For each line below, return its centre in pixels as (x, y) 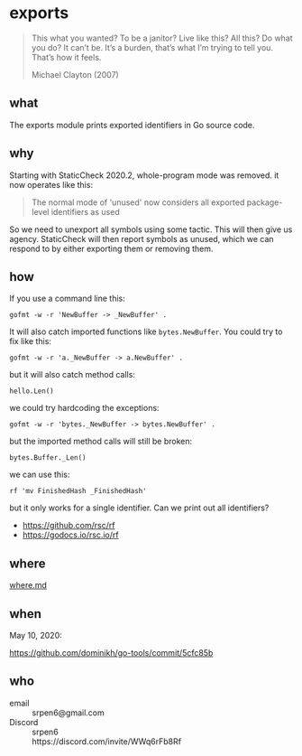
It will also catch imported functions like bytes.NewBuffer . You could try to (146, 331)
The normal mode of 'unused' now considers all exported (138, 202)
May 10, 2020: (36, 635)
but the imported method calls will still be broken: (101, 442)
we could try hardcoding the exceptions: (84, 408)
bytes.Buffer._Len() (48, 458)
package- (265, 202)
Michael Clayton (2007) (75, 74)
